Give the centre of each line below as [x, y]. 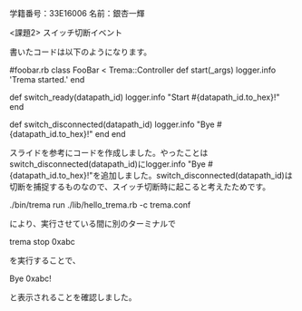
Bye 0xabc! [30, 278]
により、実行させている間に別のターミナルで [93, 224]
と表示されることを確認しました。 [73, 297]
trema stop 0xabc [42, 242]
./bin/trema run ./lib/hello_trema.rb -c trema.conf [100, 205]
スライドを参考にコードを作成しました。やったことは [109, 153]
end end [110, 134]
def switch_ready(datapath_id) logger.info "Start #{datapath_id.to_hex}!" [145, 97]
